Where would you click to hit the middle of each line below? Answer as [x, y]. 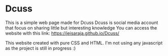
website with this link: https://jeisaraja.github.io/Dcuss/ [62, 33]
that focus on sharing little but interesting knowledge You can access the [81, 27]
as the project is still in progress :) [40, 48]
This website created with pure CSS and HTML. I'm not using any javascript [84, 42]
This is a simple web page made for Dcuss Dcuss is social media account [82, 22]
